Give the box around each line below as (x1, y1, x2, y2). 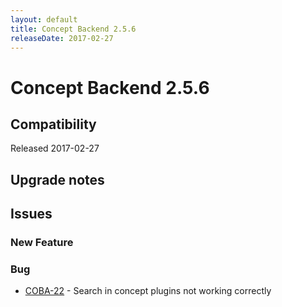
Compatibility (10, 116, 97, 133)
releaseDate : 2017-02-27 (10, 33, 114, 43)
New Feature (10, 236, 74, 250)
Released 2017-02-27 (10, 142, 100, 155)
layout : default (10, 14, 78, 25)
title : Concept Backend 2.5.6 (10, 24, 137, 34)
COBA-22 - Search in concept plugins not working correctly (24, 285, 272, 297)
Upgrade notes (10, 171, 105, 188)
